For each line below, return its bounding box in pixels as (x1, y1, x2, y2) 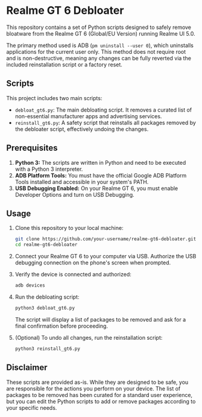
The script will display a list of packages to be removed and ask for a (14, 316, 186, 323)
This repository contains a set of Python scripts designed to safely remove (6, 24, 192, 31)
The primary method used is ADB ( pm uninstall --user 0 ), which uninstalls (6, 42, 194, 49)
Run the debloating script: (14, 293, 80, 301)
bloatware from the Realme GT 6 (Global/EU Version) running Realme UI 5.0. (6, 30, 195, 37)
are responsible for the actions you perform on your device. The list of (6, 384, 181, 392)
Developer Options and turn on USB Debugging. (14, 191, 134, 198)
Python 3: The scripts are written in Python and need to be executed (14, 159, 186, 166)
